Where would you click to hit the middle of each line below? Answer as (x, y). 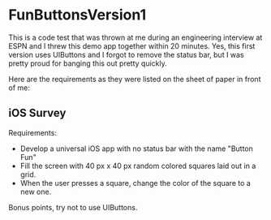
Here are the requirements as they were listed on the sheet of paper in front (135, 79)
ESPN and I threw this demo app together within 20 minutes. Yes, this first (132, 45)
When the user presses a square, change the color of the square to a (135, 183)
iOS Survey (37, 113)
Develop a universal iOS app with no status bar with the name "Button (137, 149)
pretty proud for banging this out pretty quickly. (88, 63)
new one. (36, 192)
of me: (19, 88)
